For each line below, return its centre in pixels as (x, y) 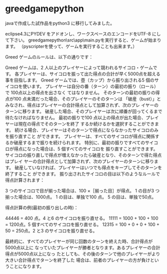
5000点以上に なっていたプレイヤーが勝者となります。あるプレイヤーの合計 (83, 247)
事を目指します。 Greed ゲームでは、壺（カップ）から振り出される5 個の (80, 80)
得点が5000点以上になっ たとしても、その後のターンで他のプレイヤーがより (83, 253)
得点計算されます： (25, 180)
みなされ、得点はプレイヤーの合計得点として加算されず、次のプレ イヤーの (82, 105)
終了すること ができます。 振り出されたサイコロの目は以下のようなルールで (83, 173)
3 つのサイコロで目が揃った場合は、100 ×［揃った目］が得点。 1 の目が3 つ (83, 190)
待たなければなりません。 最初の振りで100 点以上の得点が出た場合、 (76, 117)
